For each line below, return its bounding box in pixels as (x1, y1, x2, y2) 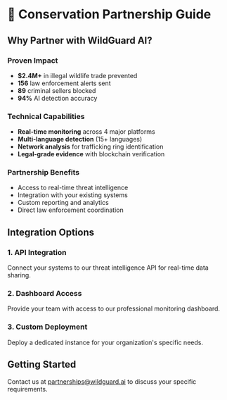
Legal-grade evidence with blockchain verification (17, 150, 165, 158)
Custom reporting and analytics (17, 199, 109, 207)
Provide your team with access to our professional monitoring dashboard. (7, 304, 220, 313)
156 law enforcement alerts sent (17, 79, 111, 87)
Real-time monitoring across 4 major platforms (17, 127, 156, 136)
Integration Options (7, 226, 95, 238)
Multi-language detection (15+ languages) (17, 135, 143, 144)
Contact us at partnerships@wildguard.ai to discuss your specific (7, 377, 197, 386)
